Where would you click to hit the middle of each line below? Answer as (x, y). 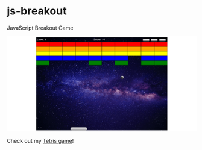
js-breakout (37, 11)
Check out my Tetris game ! (40, 140)
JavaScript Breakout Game (40, 28)
